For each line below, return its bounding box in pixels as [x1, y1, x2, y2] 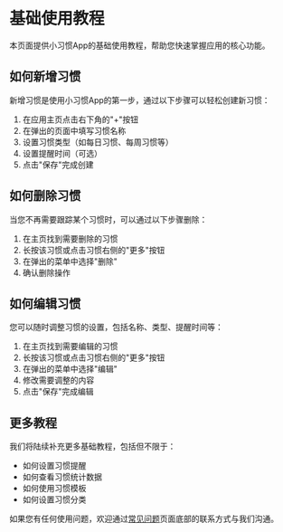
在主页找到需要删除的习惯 [22, 233, 118, 244]
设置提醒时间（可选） [22, 147, 102, 158]
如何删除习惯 [9, 188, 81, 204]
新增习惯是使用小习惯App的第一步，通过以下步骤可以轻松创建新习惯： [9, 94, 270, 105]
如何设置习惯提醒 [22, 461, 87, 471]
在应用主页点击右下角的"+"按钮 [22, 114, 139, 125]
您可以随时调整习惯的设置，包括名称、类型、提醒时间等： [9, 322, 223, 333]
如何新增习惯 [9, 69, 81, 84]
